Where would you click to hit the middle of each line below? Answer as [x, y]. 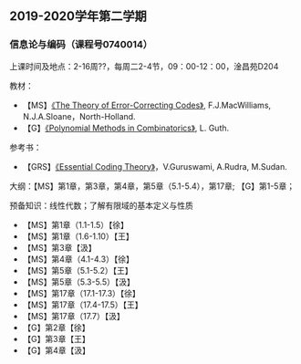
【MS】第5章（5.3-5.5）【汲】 [78, 282]
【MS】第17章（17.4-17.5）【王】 [83, 305]
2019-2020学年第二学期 [78, 16]
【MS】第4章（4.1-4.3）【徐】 [78, 259]
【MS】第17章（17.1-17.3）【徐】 [82, 293]
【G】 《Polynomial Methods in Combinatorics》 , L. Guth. [126, 128]
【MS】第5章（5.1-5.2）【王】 [78, 270]
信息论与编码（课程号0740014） [81, 45]
